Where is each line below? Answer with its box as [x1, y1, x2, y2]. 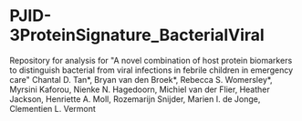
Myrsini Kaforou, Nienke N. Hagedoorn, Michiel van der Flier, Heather [9, 84, 271, 95]
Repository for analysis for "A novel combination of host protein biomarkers [9, 55, 293, 66]
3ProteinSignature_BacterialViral [9, 25, 265, 45]
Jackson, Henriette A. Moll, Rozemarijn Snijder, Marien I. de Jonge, [9, 93, 261, 105]
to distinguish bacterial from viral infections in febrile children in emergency [9, 65, 294, 76]
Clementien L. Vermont [9, 103, 96, 114]
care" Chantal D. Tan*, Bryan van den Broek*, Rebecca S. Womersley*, [9, 74, 273, 85]
